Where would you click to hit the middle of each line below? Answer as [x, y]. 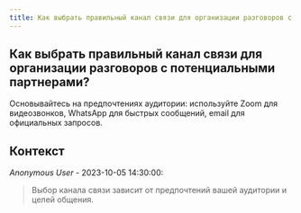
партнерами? [50, 82]
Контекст [37, 151]
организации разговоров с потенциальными [142, 68]
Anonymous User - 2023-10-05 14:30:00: [87, 173]
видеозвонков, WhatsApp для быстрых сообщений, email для [127, 113]
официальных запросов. [56, 123]
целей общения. [63, 200]
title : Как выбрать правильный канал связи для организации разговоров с [151, 18]
